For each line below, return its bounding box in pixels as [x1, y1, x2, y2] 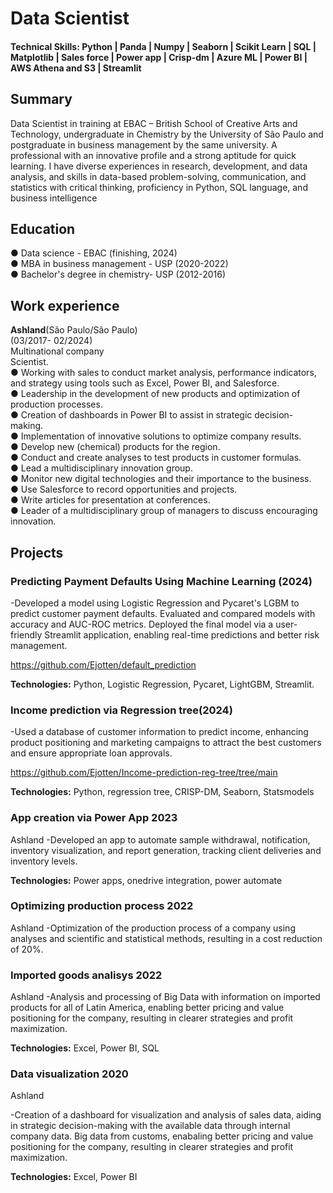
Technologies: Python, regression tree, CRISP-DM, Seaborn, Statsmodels [10, 786, 315, 798]
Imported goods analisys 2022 [10, 968, 163, 982]
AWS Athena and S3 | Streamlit [10, 62, 142, 74]
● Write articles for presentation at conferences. [10, 494, 211, 506]
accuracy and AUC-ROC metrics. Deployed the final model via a [10, 618, 274, 630]
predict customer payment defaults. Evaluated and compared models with [10, 607, 316, 619]
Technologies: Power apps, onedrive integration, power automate [10, 874, 283, 886]
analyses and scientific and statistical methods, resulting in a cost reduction [10, 932, 323, 944]
